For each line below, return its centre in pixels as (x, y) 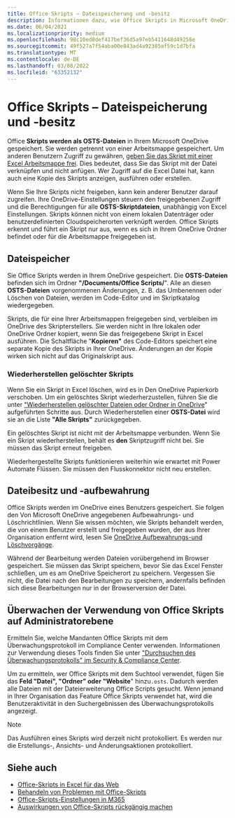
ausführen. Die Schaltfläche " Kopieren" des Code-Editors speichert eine (112, 341)
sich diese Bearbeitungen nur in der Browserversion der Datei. (97, 588)
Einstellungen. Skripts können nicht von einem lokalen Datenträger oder (111, 214)
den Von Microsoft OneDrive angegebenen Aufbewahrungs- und (101, 515)
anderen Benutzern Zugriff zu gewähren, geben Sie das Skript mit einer (110, 156)
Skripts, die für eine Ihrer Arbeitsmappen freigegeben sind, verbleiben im (113, 319)
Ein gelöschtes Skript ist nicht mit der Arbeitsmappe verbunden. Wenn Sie (114, 433)
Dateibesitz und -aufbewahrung (79, 491)
